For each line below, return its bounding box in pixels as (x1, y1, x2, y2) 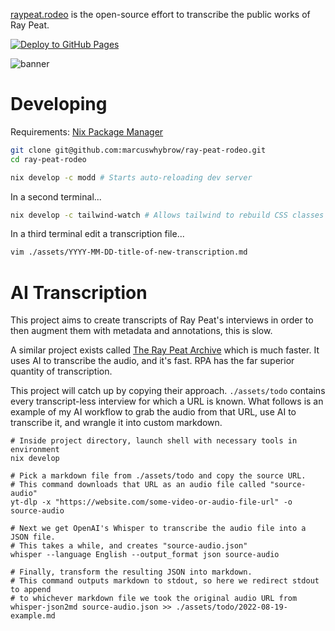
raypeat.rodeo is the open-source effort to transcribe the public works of (10, 9, 311, 20)
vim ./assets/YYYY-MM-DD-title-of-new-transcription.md (10, 247, 248, 258)
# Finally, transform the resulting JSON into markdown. (10, 567, 253, 578)
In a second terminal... (10, 190, 102, 203)
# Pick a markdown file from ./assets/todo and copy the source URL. (10, 471, 307, 481)
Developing (10, 93, 108, 116)
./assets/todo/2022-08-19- (175, 602, 288, 613)
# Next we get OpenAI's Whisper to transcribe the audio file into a (10, 524, 307, 534)
